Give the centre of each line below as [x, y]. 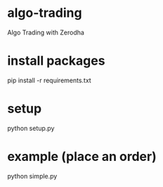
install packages [56, 61]
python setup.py [31, 128]
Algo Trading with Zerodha [46, 32]
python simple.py [32, 176]
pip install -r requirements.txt [49, 80]
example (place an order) [82, 157]
